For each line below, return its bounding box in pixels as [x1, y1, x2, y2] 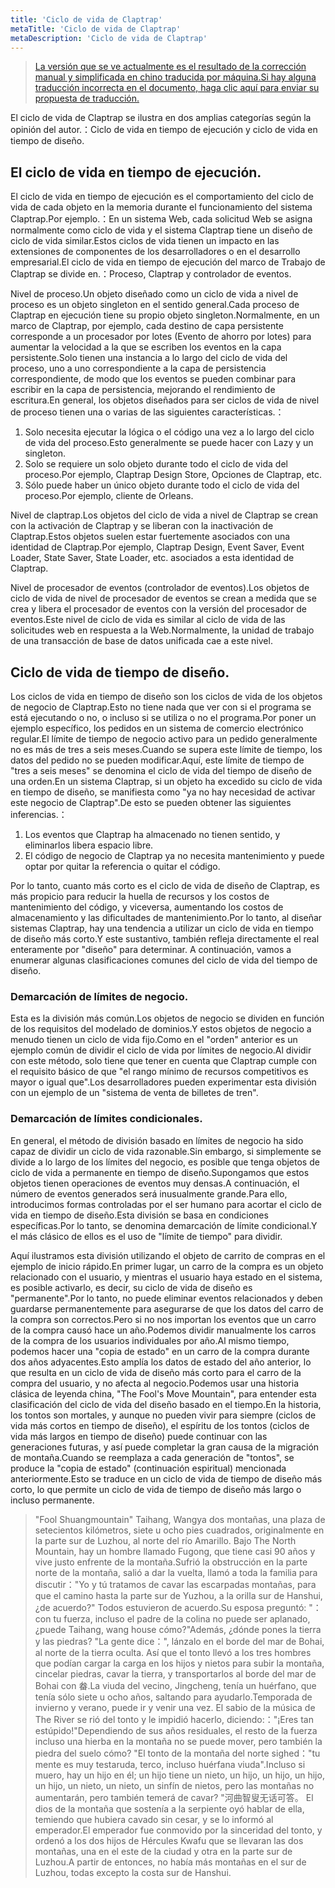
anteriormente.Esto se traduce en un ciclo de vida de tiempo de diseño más [10, 1472, 323, 1485]
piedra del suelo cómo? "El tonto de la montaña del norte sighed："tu [34, 1747, 321, 1759]
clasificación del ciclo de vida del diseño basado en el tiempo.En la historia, [10, 1398, 322, 1410]
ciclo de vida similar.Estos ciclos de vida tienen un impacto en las [10, 235, 280, 247]
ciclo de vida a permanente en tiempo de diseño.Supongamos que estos [10, 1166, 310, 1178]
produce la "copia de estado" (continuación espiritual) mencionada [10, 1462, 287, 1474]
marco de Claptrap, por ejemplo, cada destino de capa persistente [10, 320, 284, 332]
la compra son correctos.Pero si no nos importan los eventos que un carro [10, 1313, 317, 1325]
